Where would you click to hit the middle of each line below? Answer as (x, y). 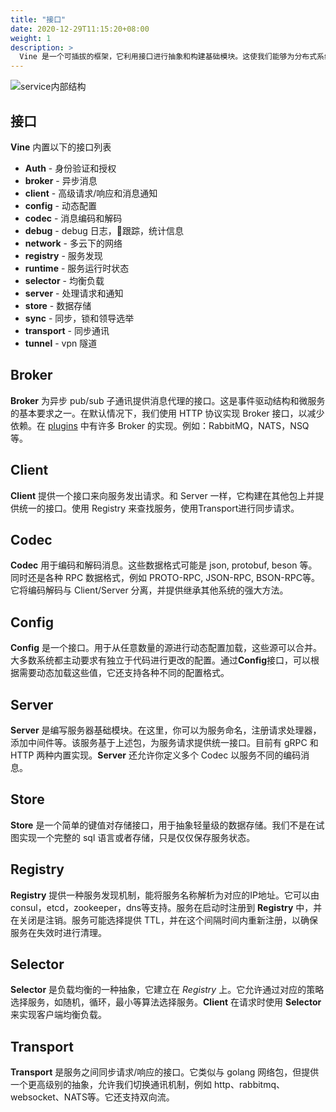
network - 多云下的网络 (73, 243)
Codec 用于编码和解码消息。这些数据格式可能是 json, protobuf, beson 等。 (164, 565)
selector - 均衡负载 (64, 280)
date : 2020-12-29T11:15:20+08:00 (80, 29)
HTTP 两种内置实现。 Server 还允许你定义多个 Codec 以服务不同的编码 (156, 755)
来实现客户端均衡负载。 (58, 1015)
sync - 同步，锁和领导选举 (79, 318)
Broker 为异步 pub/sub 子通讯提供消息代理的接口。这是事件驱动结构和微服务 (168, 400)
